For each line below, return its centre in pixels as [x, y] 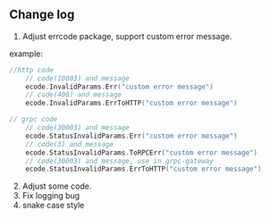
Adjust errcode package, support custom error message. [127, 36]
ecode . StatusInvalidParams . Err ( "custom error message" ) [132, 136]
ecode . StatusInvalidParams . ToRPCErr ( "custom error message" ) [141, 152]
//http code [31, 70]
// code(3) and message [70, 144]
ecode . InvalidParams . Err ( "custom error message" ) [120, 87]
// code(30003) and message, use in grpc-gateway [120, 161]
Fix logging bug [51, 196]
